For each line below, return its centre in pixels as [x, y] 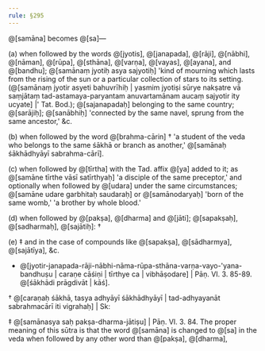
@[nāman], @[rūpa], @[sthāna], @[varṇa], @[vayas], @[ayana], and [120, 62]
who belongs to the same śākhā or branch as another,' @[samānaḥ [117, 145]
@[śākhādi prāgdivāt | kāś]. [65, 282]
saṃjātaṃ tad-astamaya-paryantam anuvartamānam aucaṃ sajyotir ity [124, 95]
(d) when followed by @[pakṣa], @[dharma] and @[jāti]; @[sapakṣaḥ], [123, 218]
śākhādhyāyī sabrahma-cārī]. [56, 153]
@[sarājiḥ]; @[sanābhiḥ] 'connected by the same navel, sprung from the [126, 113]
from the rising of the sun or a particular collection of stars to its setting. [126, 79]
